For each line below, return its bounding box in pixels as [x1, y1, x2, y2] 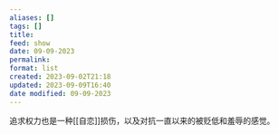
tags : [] [9, 22, 43, 31]
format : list [9, 64, 59, 73]
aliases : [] [9, 13, 54, 23]
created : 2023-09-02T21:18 [9, 72, 111, 81]
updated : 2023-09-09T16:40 [9, 81, 111, 90]
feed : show [9, 38, 51, 48]
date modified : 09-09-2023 [9, 89, 111, 98]
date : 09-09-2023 [9, 47, 75, 56]
